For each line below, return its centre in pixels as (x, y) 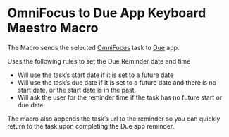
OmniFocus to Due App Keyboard (107, 13)
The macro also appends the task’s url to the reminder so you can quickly (114, 119)
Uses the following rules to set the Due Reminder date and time (99, 61)
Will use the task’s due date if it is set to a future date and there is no (117, 82)
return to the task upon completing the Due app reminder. (91, 126)
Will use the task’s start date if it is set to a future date (95, 75)
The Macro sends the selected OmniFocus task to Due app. (93, 47)
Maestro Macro (53, 28)
